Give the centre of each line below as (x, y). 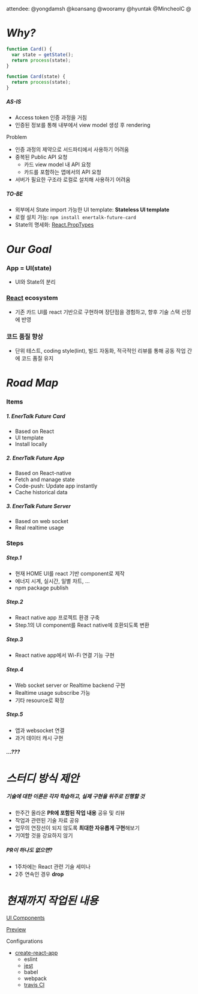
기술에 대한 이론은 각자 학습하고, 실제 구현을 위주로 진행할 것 (76, 797)
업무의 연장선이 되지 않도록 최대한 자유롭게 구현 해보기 (77, 828)
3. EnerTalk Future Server (38, 506)
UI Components (25, 918)
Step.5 (15, 714)
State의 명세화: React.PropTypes (54, 225)
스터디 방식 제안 (43, 778)
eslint (31, 959)
